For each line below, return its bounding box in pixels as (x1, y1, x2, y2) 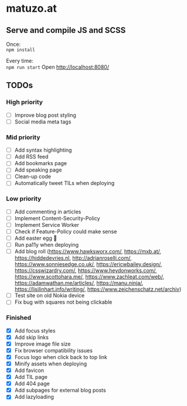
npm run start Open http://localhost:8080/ (6, 63, 110, 71)
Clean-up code (14, 173, 52, 180)
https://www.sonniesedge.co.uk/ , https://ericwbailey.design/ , (14, 261, 162, 268)
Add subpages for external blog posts (14, 387, 107, 394)
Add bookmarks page (14, 160, 67, 167)
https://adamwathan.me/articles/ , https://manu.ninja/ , (14, 280, 144, 287)
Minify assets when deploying (14, 360, 87, 367)
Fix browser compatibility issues (14, 347, 93, 354)
